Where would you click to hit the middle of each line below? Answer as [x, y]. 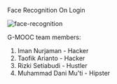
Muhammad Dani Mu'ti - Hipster [64, 73]
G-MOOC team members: [44, 37]
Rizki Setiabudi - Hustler [52, 65]
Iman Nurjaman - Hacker [53, 51]
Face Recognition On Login [46, 10]
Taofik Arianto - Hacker [51, 58]
